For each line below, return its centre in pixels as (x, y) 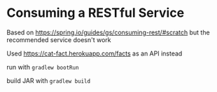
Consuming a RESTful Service (96, 13)
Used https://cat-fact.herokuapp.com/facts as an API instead (94, 53)
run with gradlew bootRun (43, 67)
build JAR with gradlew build (49, 80)
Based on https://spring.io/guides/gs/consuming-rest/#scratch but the (108, 32)
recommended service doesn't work (59, 39)
